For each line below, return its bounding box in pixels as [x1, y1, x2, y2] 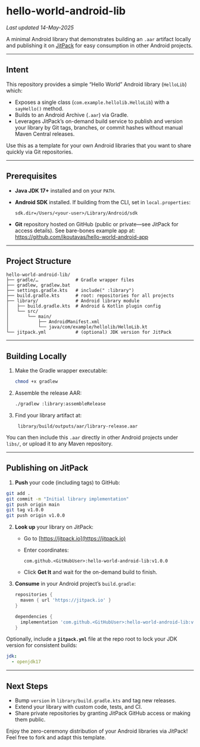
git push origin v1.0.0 [6, 512, 65, 519]
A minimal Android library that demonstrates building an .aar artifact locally [6, 35, 192, 42]
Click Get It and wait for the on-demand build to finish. [23, 568, 158, 576]
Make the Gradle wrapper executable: [14, 367, 108, 374]
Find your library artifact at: [14, 411, 82, 419]
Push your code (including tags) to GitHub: [14, 479, 120, 486]
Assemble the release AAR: [14, 389, 82, 396]
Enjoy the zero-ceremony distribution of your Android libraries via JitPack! [6, 727, 188, 734]
